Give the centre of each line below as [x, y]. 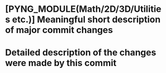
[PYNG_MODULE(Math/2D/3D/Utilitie [83, 9]
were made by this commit [61, 63]
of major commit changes [59, 30]
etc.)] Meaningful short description [86, 19]
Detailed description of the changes [81, 53]
